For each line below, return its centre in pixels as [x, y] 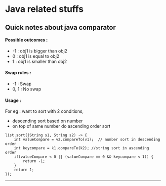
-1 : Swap [22, 84]
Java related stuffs [44, 9]
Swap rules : [18, 73]
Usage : [13, 100]
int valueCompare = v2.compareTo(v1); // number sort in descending [87, 139]
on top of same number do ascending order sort [61, 126]
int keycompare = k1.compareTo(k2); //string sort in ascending [82, 148]
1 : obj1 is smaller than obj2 [40, 61]
